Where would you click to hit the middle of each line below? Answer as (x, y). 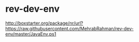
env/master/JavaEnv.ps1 (31, 34)
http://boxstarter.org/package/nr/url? (44, 23)
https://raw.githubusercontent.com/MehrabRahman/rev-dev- (69, 28)
